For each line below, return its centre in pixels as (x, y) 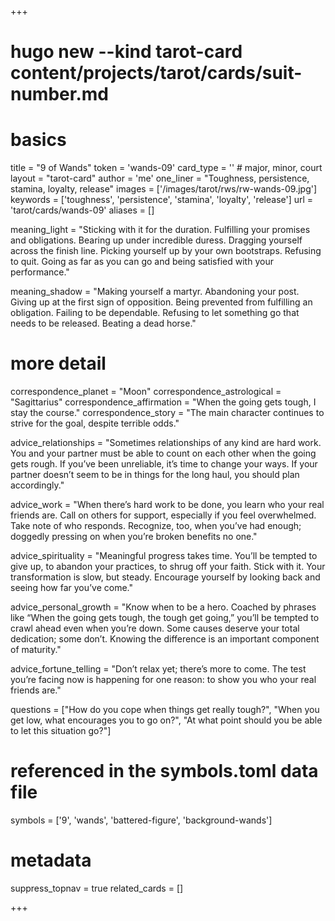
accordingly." (37, 485)
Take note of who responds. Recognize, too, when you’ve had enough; (156, 526)
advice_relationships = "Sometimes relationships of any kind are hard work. (166, 443)
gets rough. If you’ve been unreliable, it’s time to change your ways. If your (164, 464)
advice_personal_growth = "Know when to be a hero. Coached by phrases (163, 607)
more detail (58, 363)
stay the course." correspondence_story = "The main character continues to (167, 413)
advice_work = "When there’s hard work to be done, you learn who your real (167, 505)
